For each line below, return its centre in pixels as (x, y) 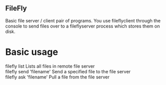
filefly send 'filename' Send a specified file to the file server (68, 71)
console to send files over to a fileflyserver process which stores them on (82, 26)
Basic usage (32, 52)
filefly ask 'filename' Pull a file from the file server (57, 77)
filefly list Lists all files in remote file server (50, 66)
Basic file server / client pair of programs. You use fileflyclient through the (83, 20)
